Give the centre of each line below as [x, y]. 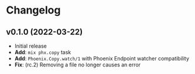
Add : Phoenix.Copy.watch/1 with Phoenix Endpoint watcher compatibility [102, 58]
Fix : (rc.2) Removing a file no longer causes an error [78, 65]
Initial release [30, 46]
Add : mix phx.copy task [43, 52]
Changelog [33, 10]
